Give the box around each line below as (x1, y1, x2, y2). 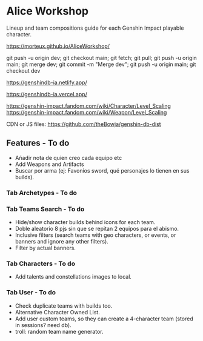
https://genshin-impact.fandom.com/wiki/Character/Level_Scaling (6, 102, 171, 110)
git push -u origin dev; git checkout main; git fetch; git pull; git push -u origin (6, 54, 197, 61)
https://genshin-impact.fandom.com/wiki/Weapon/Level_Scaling (6, 108, 167, 116)
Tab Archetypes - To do (6, 188, 78, 197)
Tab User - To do (6, 288, 56, 297)
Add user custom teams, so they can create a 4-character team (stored (15, 315, 194, 322)
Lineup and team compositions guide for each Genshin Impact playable (6, 24, 184, 31)
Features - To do (6, 138, 70, 148)
